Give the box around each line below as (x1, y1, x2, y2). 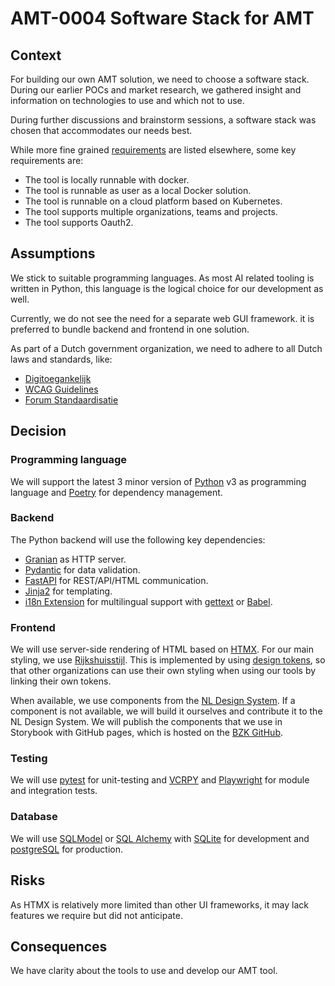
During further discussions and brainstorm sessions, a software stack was (10, 114, 317, 126)
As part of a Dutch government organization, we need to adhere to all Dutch (10, 342, 323, 354)
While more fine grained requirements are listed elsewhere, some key (10, 144, 297, 156)
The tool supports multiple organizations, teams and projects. (24, 206, 278, 217)
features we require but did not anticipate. (10, 909, 183, 921)
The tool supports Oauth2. (24, 217, 134, 228)
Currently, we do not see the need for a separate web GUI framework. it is (10, 312, 315, 324)
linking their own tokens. (10, 675, 112, 687)
